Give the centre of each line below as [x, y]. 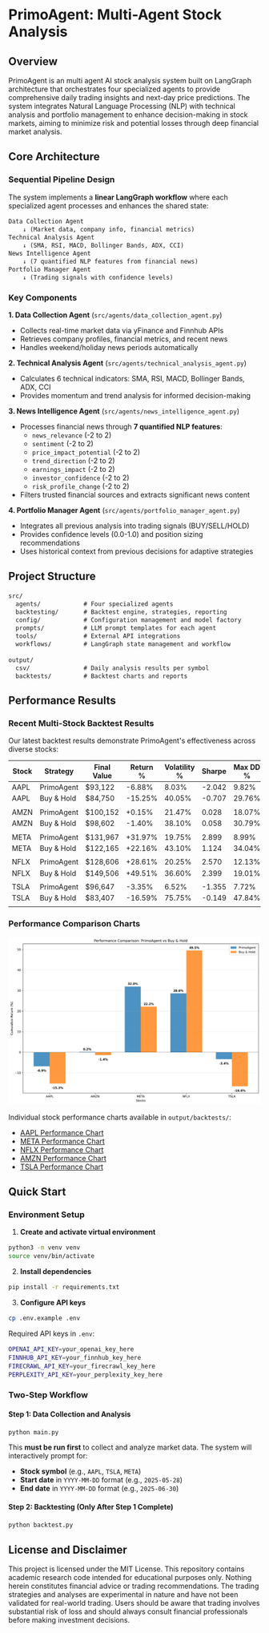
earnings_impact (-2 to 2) [73, 469]
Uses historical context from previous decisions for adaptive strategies [137, 551]
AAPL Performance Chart [62, 1132]
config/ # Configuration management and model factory [128, 620]
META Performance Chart [62, 1141]
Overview [33, 61]
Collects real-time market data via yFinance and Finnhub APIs [122, 330]
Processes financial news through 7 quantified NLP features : [121, 426]
